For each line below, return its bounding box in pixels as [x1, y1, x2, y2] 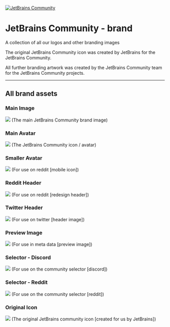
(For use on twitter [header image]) [11, 216, 85, 222]
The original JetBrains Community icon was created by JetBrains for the [5, 49, 156, 55]
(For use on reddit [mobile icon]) [11, 167, 79, 173]
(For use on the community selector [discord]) [11, 266, 108, 272]
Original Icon [5, 304, 37, 311]
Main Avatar [5, 130, 36, 137]
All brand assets [5, 90, 58, 98]
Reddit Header [5, 180, 41, 187]
